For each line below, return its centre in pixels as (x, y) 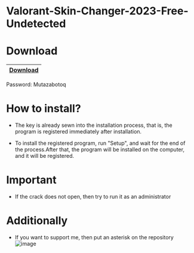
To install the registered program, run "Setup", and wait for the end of (100, 143)
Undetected (36, 24)
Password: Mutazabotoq (36, 84)
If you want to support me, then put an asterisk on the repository (94, 237)
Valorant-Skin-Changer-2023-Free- (98, 11)
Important (31, 180)
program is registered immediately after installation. (78, 132)
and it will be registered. (44, 156)
